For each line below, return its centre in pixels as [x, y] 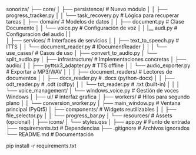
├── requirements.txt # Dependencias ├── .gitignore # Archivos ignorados [98, 128]
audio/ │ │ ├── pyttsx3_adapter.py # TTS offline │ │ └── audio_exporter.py [98, 65]
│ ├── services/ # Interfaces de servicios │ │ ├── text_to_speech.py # [93, 40]
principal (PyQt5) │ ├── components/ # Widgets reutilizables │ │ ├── [91, 109]
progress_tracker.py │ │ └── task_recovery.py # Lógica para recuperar [93, 15]
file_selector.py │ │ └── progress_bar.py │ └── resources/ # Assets [89, 116]
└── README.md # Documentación [50, 134]
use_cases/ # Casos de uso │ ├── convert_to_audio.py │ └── [82, 53]
